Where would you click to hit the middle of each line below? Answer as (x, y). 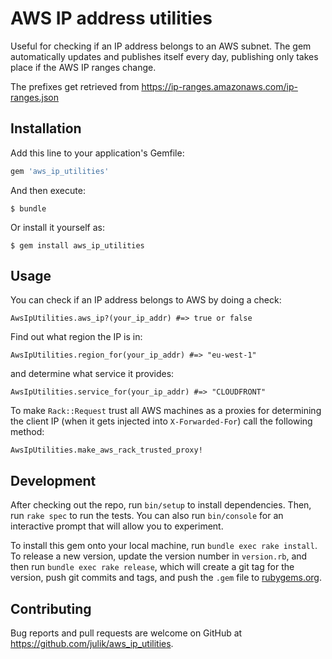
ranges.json (35, 97)
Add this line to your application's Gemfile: (97, 153)
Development (53, 480)
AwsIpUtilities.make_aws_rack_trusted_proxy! (106, 450)
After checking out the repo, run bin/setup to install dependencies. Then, (161, 505)
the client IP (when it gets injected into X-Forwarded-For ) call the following (161, 421)
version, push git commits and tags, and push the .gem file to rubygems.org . (166, 578)
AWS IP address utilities (111, 18)
